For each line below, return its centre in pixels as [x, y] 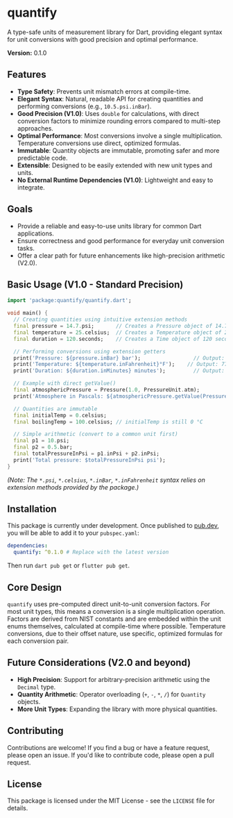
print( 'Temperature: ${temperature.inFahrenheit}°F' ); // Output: [116, 365]
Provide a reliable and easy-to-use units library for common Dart [109, 226]
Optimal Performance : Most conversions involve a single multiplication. [120, 135]
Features [27, 75]
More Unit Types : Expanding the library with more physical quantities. [117, 709]
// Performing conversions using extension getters [90, 351]
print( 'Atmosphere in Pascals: [59, 396]
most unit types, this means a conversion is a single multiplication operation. [116, 611]
